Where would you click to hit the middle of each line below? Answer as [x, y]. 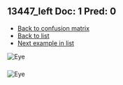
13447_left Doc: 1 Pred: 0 [62, 11]
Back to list [33, 36]
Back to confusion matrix [53, 28]
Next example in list [46, 43]
